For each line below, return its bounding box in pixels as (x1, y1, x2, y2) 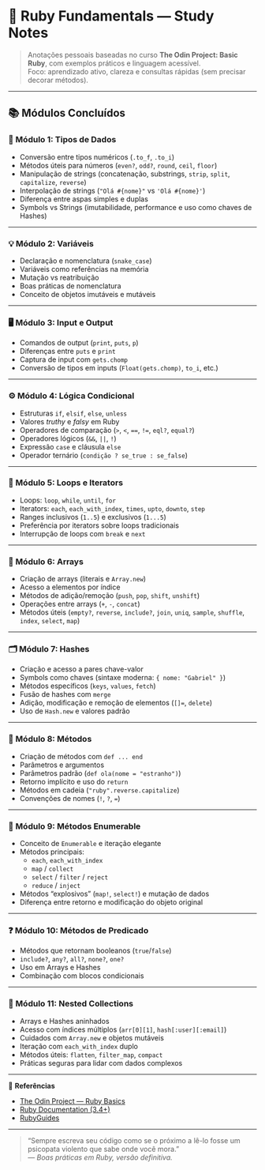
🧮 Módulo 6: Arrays (8, 556, 84, 567)
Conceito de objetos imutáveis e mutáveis (19, 289, 156, 299)
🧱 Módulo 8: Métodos (8, 734, 92, 745)
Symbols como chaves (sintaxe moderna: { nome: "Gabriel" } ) (19, 673, 226, 683)
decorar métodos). (27, 75, 89, 85)
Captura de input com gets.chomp (19, 355, 129, 364)
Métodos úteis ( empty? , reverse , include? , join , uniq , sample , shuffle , (19, 608, 245, 617)
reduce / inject (31, 881, 81, 890)
